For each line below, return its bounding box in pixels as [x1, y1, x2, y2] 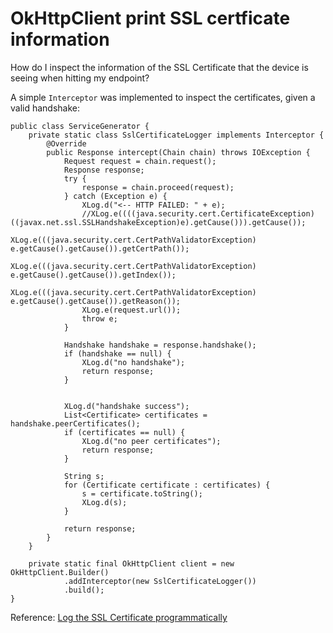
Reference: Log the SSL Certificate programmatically [10, 611, 228, 623]
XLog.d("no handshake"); [81, 357, 186, 367]
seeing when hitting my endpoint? [10, 72, 150, 84]
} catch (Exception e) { [63, 191, 168, 201]
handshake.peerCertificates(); [10, 418, 141, 429]
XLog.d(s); [81, 497, 128, 507]
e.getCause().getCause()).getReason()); [10, 296, 182, 306]
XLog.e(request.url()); [81, 305, 182, 315]
